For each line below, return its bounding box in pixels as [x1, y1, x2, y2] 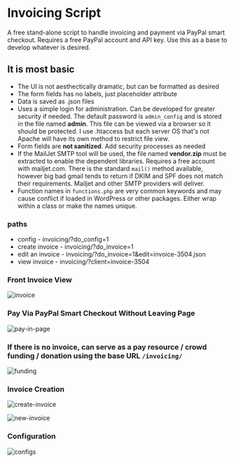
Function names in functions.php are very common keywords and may [17, 186, 222, 195]
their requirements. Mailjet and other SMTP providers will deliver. [17, 179, 205, 188]
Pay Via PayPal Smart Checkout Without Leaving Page [7, 308, 195, 318]
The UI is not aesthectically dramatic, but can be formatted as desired [17, 82, 219, 91]
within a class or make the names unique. [17, 202, 137, 210]
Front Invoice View [7, 275, 72, 285]
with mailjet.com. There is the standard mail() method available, [17, 164, 203, 173]
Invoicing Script [7, 5, 102, 21]
